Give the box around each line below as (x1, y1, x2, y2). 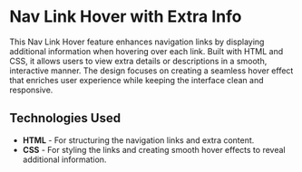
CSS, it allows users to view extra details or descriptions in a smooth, (9, 55, 268, 66)
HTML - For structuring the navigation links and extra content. (22, 134, 255, 146)
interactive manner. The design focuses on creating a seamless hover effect (9, 65, 294, 76)
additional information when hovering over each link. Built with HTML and (9, 45, 284, 56)
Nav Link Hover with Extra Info (9, 6, 242, 27)
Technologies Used (9, 110, 121, 126)
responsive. (9, 84, 54, 95)
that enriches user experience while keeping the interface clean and (9, 74, 264, 85)
